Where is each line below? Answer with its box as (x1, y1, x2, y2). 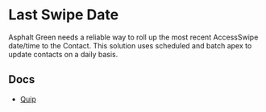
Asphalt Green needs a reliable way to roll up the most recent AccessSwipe (8, 32, 259, 42)
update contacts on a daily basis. (8, 49, 118, 59)
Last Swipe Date (8, 6, 119, 24)
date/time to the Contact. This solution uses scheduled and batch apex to (8, 40, 252, 50)
